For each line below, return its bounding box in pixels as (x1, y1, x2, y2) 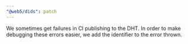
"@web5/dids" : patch (6, 8, 58, 15)
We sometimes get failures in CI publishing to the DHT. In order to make (6, 25, 181, 32)
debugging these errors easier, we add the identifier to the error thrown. (6, 31, 182, 38)
